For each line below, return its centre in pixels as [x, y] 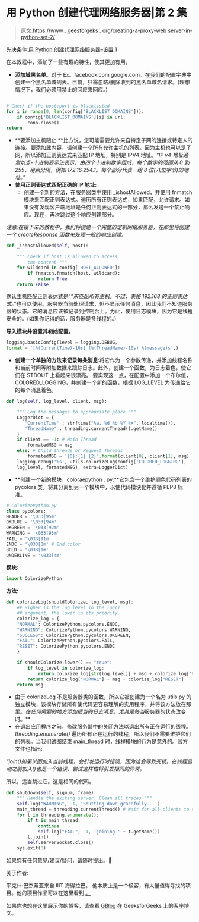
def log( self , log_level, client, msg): [57, 402]
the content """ [47, 262]
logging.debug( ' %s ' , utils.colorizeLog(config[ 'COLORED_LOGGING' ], [102, 462]
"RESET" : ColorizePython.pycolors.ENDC [66, 647]
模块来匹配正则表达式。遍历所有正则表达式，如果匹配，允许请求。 [104, 200]
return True [52, 279]
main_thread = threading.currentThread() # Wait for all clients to [103, 810]
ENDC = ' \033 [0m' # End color [44, 544]
